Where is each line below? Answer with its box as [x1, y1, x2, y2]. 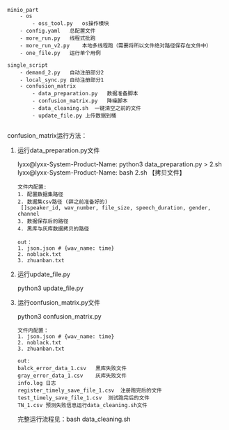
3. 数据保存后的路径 [17, 218, 69, 225]
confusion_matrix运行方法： [7, 132, 88, 139]
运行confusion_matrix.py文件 [17, 298, 101, 306]
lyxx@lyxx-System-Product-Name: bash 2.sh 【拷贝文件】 [17, 168, 186, 177]
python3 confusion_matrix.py [17, 312, 102, 320]
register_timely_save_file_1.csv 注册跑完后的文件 [17, 387, 162, 394]
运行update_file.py [17, 270, 71, 278]
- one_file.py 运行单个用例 [19, 49, 101, 56]
